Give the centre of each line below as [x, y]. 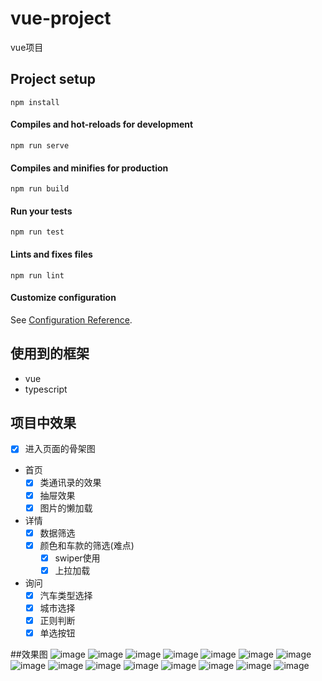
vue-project [61, 18]
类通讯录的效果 [70, 483]
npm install [35, 102]
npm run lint [37, 275]
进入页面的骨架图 [60, 449]
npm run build [40, 189]
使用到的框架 [50, 353]
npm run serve [40, 145]
